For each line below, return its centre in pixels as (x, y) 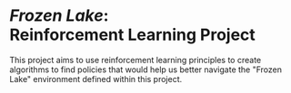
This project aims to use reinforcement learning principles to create (135, 60)
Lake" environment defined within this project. (96, 79)
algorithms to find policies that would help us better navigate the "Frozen (146, 70)
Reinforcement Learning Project (133, 35)
